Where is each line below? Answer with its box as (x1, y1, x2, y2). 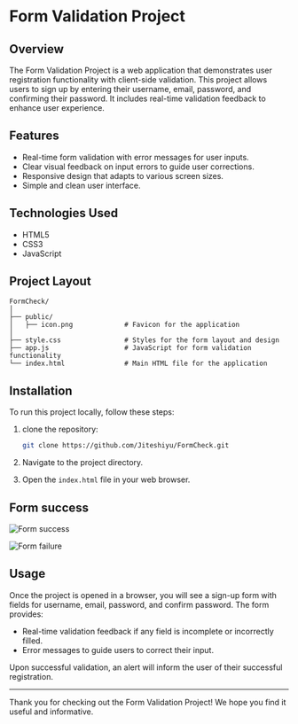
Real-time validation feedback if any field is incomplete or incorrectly (21, 626, 275, 636)
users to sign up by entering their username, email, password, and (9, 84, 252, 94)
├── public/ (9, 313, 53, 322)
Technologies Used (9, 206, 118, 221)
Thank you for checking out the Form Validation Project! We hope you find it (9, 697, 286, 707)
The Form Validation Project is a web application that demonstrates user (9, 65, 273, 75)
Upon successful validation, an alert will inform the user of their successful (9, 662, 283, 673)
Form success (9, 500, 90, 515)
